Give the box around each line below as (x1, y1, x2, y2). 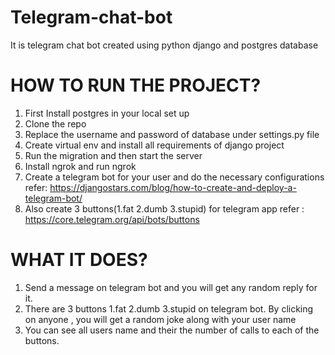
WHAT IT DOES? (10, 249, 148, 271)
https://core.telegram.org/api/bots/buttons (24, 213, 200, 225)
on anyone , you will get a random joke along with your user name (24, 313, 297, 325)
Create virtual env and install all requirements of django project (24, 139, 285, 151)
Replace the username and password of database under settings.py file (24, 128, 320, 140)
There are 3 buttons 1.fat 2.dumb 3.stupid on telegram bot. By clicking (24, 302, 314, 315)
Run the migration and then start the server (24, 149, 203, 161)
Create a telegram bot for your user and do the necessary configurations (24, 171, 325, 183)
